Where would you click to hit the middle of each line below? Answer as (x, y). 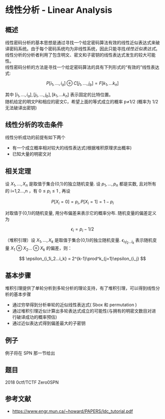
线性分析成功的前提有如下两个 (35, 137)
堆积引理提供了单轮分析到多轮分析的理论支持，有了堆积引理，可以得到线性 (80, 288)
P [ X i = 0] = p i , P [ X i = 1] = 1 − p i (82, 202)
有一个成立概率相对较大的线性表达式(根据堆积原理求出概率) (72, 148)
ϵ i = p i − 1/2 (82, 229)
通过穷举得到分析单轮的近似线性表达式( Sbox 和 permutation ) (74, 305)
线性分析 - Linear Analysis (59, 10)
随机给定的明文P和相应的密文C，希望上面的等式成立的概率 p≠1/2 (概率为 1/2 (82, 101)
